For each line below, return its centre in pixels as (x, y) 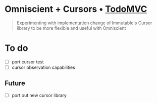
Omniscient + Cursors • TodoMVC (76, 9)
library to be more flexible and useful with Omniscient (71, 28)
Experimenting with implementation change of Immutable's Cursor (84, 23)
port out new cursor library (39, 95)
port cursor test (28, 62)
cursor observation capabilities (43, 67)
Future (15, 83)
